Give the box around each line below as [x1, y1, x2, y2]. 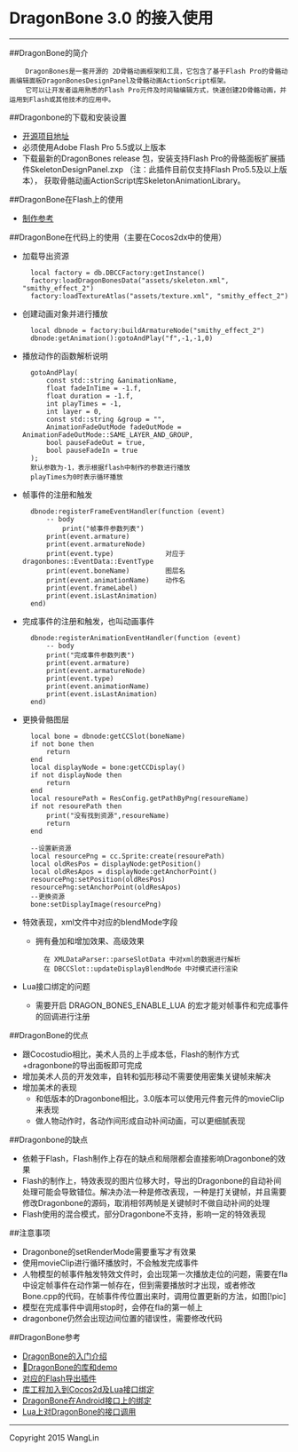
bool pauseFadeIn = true [45, 446, 138, 455]
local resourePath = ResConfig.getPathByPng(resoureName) [30, 794, 249, 803]
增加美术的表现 [21, 1082, 77, 1092]
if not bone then [30, 739, 95, 749]
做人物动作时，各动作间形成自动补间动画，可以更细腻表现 [35, 1115, 246, 1126]
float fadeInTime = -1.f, [45, 384, 142, 393]
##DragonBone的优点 [9, 1029, 89, 1040]
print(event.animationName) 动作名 [45, 575, 186, 584]
